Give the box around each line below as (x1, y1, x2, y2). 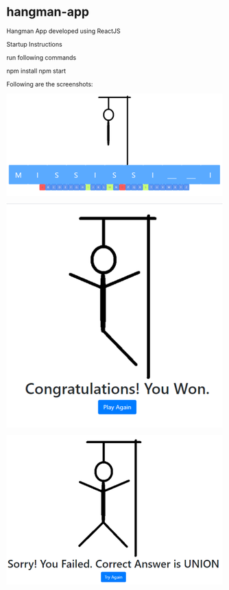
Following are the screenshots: (6, 80, 93, 88)
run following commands (6, 53, 77, 62)
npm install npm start (6, 67, 67, 75)
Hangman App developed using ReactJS (6, 27, 121, 35)
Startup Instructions (6, 40, 62, 48)
